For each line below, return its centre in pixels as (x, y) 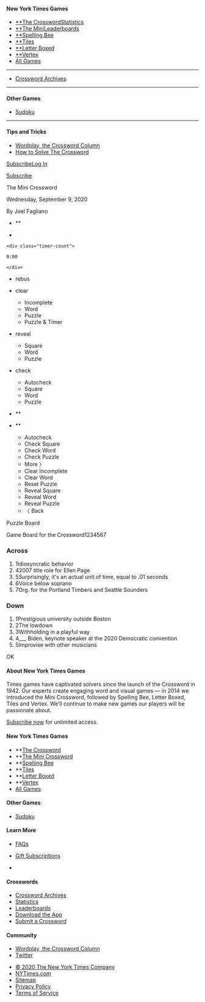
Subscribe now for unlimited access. (52, 722)
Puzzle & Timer (43, 322)
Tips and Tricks (27, 132)
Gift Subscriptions (38, 856)
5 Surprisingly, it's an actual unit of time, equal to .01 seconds (92, 577)
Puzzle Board (23, 523)
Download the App (38, 915)
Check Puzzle (42, 457)
